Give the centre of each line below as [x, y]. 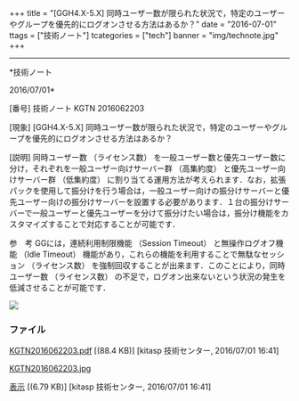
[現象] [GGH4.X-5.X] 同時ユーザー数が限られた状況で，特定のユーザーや [141, 127]
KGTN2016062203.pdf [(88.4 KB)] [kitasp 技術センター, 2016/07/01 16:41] [144, 351]
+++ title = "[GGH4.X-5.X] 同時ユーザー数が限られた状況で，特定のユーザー [147, 13]
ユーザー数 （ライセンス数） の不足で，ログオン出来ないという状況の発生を [148, 276]
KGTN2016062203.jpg [50, 369]
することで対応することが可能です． [114, 224]
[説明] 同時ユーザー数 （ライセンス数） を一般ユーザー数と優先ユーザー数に [148, 157]
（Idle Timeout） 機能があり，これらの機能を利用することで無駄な [140, 254]
